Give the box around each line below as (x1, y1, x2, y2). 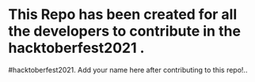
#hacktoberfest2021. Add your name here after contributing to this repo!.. (8, 65, 248, 74)
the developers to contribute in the (8, 22, 242, 40)
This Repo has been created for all (8, 6, 238, 24)
